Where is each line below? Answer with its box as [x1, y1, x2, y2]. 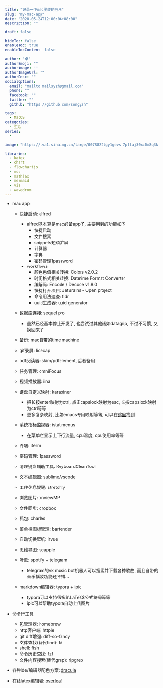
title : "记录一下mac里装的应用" [5, 7, 64, 12]
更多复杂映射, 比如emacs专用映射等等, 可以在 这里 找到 [26, 412, 135, 418]
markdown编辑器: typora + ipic [19, 584, 82, 590]
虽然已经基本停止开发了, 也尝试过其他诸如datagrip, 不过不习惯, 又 [26, 321, 158, 327]
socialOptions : [5, 79, 36, 84]
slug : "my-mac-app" [5, 12, 45, 17]
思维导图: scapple [19, 547, 55, 553]
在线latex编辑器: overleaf [12, 678, 62, 684]
